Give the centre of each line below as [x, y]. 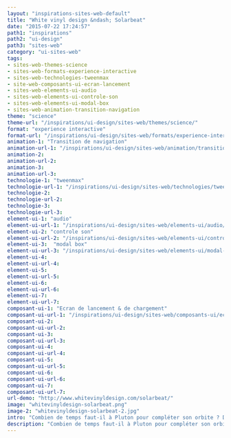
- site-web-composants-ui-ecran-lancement [69, 84]
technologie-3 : [29, 206]
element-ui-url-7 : [33, 302]
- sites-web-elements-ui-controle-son [63, 97]
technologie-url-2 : [35, 200]
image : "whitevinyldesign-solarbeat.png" [67, 405]
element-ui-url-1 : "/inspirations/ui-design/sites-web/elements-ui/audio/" [118, 225]
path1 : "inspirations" [40, 33]
